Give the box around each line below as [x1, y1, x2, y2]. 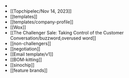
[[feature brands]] [10, 67, 48, 73]
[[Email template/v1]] [10, 51, 54, 57]
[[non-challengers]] [10, 41, 52, 46]
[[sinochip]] [10, 62, 34, 68]
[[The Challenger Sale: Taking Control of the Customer [10, 30, 124, 35]
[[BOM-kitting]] [10, 57, 42, 62]
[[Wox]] [10, 24, 26, 30]
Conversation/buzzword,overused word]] [10, 35, 96, 41]
